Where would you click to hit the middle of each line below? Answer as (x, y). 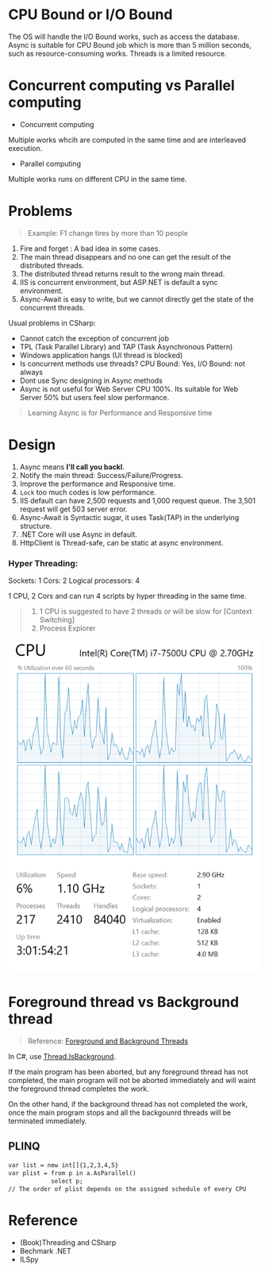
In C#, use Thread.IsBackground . (62, 1057)
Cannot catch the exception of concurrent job (94, 338)
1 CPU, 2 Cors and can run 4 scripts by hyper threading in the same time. (127, 596)
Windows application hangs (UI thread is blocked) (101, 355)
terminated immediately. (48, 1121)
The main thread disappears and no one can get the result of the (125, 256)
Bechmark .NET (45, 1251)
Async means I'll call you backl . (72, 467)
